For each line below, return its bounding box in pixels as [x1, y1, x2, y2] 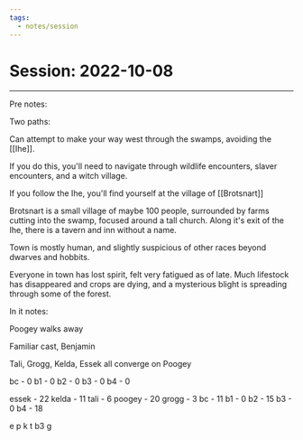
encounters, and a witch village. [9, 171, 128, 182]
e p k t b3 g [9, 421, 52, 432]
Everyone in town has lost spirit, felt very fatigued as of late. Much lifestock [9, 269, 289, 280]
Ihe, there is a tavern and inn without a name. [9, 225, 178, 236]
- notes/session [17, 22, 78, 31]
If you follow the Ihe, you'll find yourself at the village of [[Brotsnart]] [9, 188, 264, 199]
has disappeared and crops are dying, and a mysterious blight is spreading [9, 279, 287, 290]
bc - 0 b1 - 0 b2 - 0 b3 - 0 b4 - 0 [9, 376, 131, 387]
